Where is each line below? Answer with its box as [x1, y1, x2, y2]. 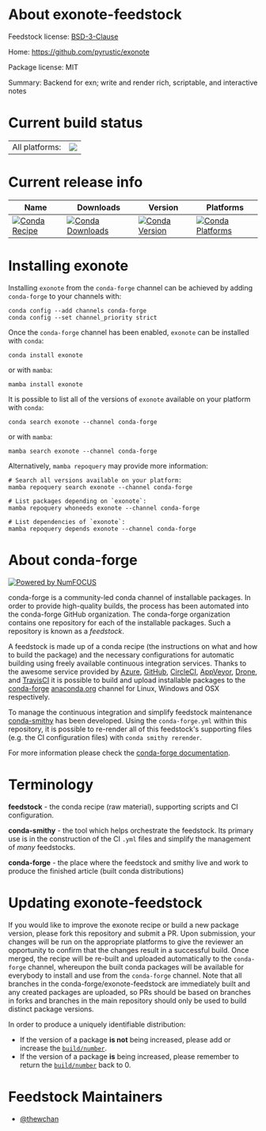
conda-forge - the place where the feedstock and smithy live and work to [8, 857, 249, 867]
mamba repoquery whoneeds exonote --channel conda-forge [8, 504, 200, 512]
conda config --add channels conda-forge [8, 306, 147, 314]
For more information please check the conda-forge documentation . [8, 748, 231, 757]
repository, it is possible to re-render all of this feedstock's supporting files [8, 724, 252, 734]
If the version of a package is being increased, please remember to [19, 1051, 239, 1061]
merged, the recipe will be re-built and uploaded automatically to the [8, 954, 232, 963]
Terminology [8, 776, 93, 793]
